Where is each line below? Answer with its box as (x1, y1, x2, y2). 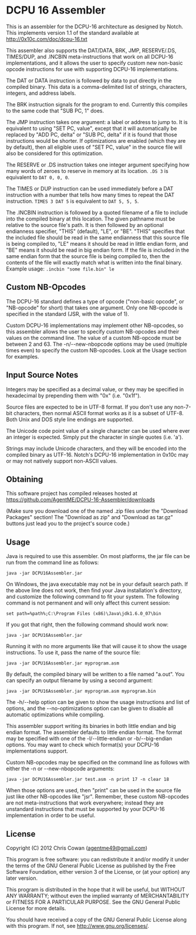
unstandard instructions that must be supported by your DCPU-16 (6, 806, 165, 813)
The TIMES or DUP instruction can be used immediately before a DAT (6, 185, 174, 192)
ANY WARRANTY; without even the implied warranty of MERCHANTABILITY (6, 892, 190, 899)
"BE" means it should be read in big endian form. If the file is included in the (6, 246, 190, 253)
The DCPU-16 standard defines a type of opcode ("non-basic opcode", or (6, 298, 185, 305)
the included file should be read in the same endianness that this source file (6, 233, 190, 241)
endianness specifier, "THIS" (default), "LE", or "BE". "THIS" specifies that (6, 228, 185, 235)
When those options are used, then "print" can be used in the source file (6, 787, 182, 794)
